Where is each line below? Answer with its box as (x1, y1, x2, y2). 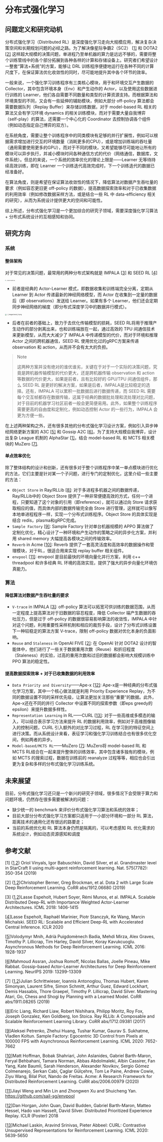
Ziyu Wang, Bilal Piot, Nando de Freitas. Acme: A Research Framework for (5, 1073, 152, 1079)
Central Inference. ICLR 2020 (5, 924, 64, 930)
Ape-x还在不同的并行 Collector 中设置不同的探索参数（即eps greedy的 (12, 700, 153, 706)
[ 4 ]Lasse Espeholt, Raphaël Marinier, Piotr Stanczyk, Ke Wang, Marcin (5, 913, 146, 920)
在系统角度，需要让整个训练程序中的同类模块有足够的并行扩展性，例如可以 (5, 132, 154, 138)
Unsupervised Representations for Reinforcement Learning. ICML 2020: (5, 1127, 149, 1133)
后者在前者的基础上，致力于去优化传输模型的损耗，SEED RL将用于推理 (12, 320, 153, 326)
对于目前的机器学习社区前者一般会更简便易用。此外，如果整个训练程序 (16, 400, 158, 406)
